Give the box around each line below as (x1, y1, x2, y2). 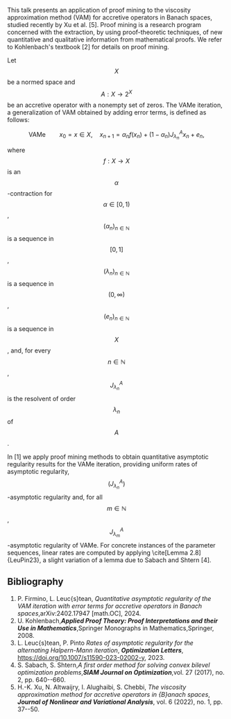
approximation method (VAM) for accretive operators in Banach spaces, (7, 13, 213, 22)
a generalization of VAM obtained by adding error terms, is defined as (7, 108, 207, 117)
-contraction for (7, 189, 53, 198)
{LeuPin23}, (7, 555, 42, 564)
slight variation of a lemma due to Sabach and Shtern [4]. (47, 555, 212, 564)
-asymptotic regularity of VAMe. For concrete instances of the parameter (7, 541, 216, 549)
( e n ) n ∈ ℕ (103, 312, 130, 322)
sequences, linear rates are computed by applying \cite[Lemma (7, 548, 189, 557)
